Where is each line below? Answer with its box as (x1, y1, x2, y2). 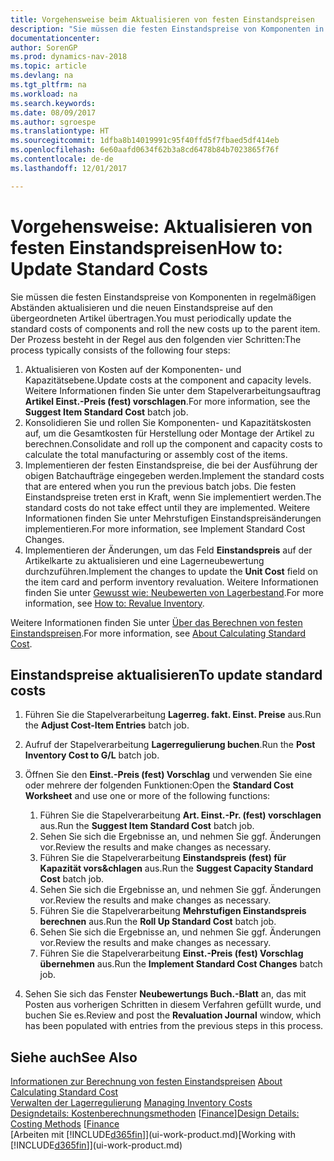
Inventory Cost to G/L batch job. (24, 749, 160, 761)
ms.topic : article (10, 61, 87, 71)
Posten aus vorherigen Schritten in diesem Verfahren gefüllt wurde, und (24, 999, 322, 1011)
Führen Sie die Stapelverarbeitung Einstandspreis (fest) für (39, 852, 287, 864)
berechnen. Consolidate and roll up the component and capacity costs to (24, 437, 323, 450)
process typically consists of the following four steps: (10, 344, 231, 356)
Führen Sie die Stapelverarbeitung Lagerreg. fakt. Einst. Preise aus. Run (24, 709, 322, 721)
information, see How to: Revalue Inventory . (24, 597, 205, 609)
